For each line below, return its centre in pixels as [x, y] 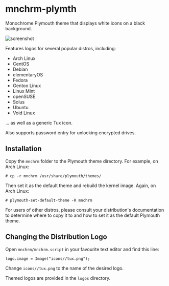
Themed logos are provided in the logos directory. [58, 278]
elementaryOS [28, 74]
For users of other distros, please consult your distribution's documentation [85, 210]
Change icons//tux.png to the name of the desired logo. [65, 268]
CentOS [21, 64]
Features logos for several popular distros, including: [61, 48]
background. [19, 28]
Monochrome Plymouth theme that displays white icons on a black [75, 23]
